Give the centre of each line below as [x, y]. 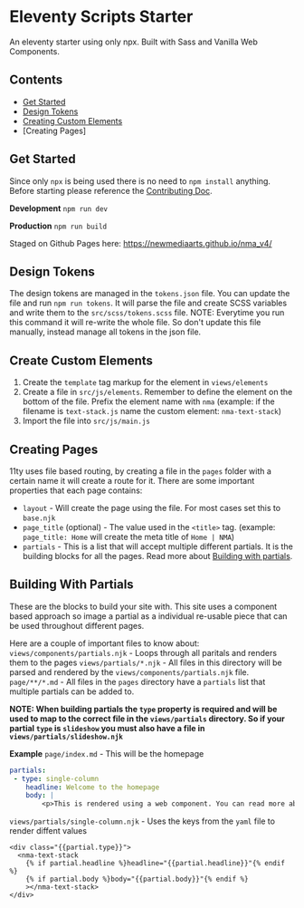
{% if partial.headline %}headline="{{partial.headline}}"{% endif [155, 864]
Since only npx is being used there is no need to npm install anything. [140, 181]
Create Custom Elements [81, 360]
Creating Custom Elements [72, 121]
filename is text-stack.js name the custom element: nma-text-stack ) [152, 411]
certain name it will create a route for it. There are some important [132, 481]
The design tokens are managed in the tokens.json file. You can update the [150, 294]
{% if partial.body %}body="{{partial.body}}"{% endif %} [137, 879]
